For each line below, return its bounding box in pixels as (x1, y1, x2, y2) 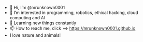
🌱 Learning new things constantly (9, 20, 76, 26)
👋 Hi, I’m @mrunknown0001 (9, 5, 65, 10)
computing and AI (9, 15, 45, 20)
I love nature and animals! (9, 32, 61, 38)
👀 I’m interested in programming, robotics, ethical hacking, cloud (9, 10, 139, 15)
